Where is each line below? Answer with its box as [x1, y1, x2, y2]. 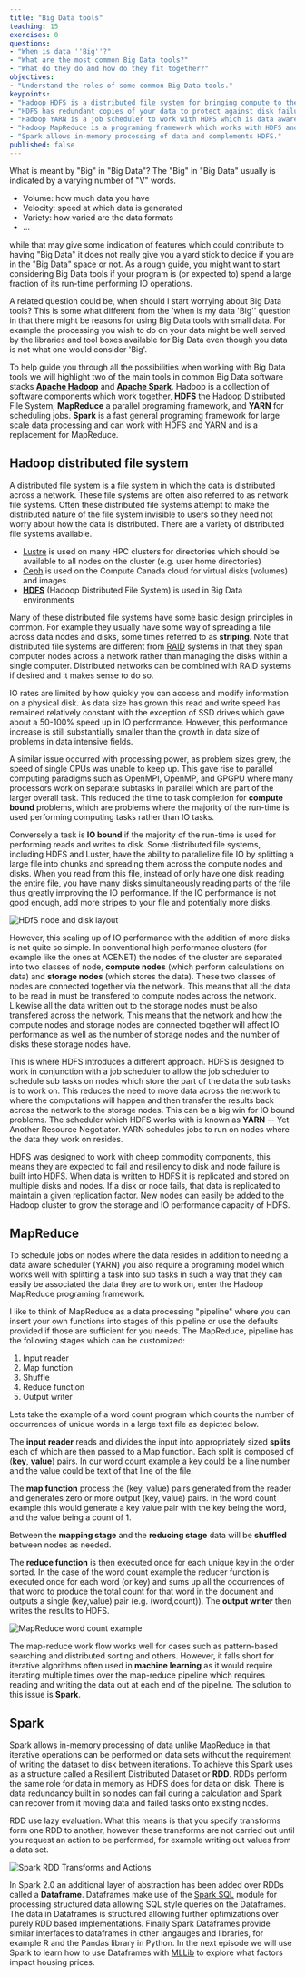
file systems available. [9, 528, 93, 539]
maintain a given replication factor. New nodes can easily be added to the [9, 1190, 284, 1201]
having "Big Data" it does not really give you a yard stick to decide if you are [9, 248, 295, 259]
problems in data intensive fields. [9, 735, 133, 746]
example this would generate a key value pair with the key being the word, [9, 1503, 288, 1514]
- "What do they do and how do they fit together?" [9, 65, 209, 74]
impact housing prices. [9, 1957, 95, 1968]
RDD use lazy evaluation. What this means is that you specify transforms [9, 1815, 281, 1826]
